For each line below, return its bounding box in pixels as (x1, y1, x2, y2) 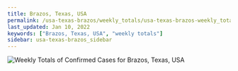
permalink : (7, 17, 40, 24)
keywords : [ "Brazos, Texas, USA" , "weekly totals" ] (7, 30, 163, 37)
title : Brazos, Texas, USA (7, 10, 87, 18)
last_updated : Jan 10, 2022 (7, 23, 91, 30)
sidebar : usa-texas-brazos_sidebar (7, 37, 113, 44)
